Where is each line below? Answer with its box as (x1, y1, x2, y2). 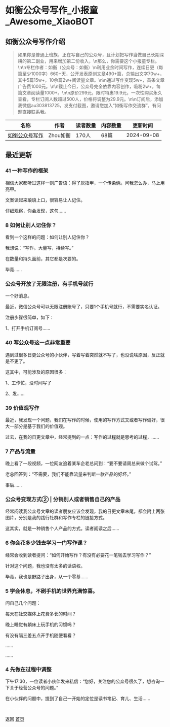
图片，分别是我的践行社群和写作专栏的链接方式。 (5, 515, 107, 521)
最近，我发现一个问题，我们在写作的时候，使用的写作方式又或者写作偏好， (5, 417, 160, 423)
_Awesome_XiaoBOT (5, 16, 95, 27)
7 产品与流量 (5, 448, 36, 455)
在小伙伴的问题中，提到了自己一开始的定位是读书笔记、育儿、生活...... (5, 696, 151, 702)
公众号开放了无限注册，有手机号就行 (5, 280, 94, 287)
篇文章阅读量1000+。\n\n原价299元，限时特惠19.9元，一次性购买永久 (17, 90, 162, 95)
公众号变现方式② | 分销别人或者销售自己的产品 (5, 496, 120, 503)
